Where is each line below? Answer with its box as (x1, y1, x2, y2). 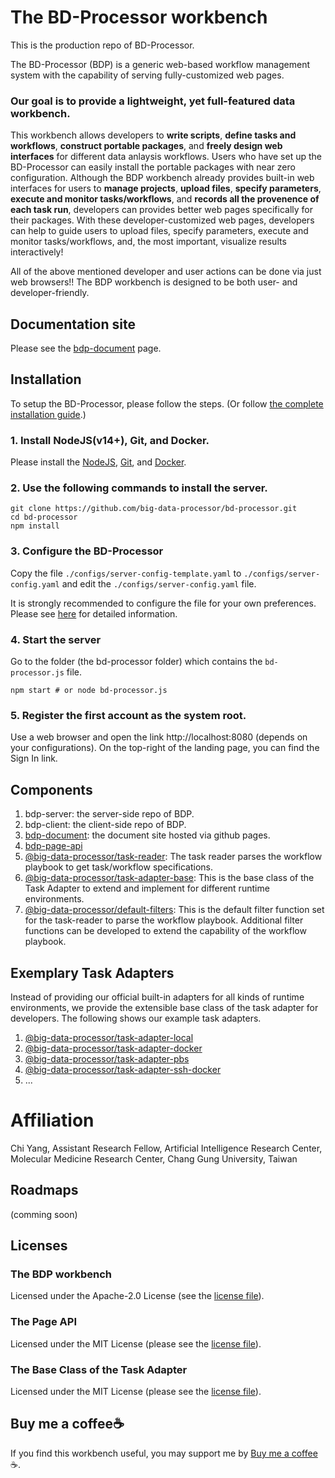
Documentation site (10, 316, 136, 333)
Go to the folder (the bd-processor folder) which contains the (10, 656, 263, 668)
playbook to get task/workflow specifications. (24, 861, 214, 873)
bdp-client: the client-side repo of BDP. (24, 819, 187, 831)
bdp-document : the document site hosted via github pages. (24, 829, 271, 841)
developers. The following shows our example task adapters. (10, 1012, 262, 1024)
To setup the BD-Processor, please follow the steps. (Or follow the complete (10, 397, 324, 410)
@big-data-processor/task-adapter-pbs (24, 1052, 190, 1065)
